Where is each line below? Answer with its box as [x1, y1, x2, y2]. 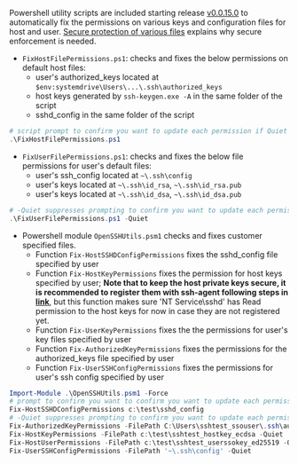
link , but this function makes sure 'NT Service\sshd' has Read [35, 296, 262, 307]
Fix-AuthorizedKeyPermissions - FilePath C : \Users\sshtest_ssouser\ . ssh [9, 421, 279, 430]
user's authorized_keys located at [35, 72, 160, 83]
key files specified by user [35, 334, 132, 344]
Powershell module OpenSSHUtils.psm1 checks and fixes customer [21, 230, 263, 240]
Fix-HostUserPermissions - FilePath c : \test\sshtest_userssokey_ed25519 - [9, 438, 288, 447]
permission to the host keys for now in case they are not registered [35, 305, 280, 316]
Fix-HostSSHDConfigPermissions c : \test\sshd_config [9, 405, 204, 414]
